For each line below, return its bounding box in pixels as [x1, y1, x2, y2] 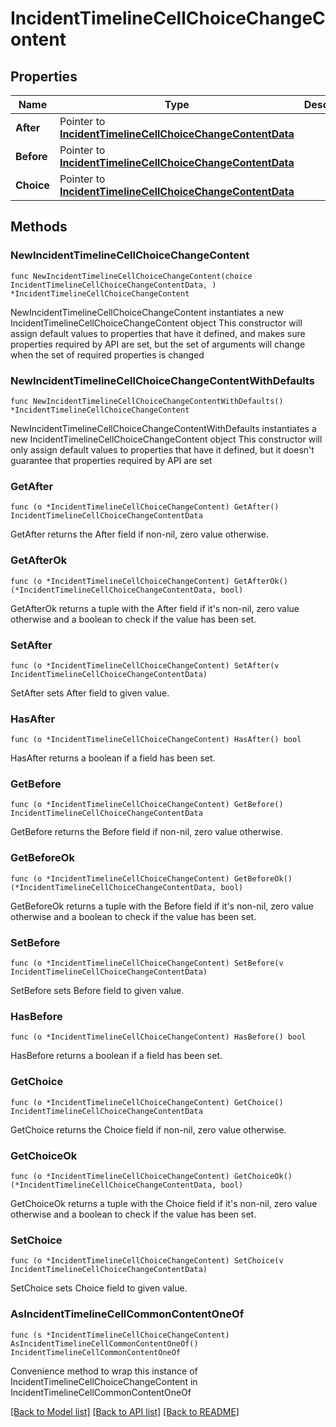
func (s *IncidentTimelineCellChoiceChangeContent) [10, 1330, 230, 1340]
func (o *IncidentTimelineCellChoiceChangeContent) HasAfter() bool [10, 735, 302, 745]
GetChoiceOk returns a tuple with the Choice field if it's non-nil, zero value [10, 1197, 318, 1209]
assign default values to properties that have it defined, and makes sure [10, 327, 306, 339]
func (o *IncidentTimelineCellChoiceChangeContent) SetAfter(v [10, 660, 280, 671]
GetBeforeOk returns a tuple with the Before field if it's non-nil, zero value [10, 900, 314, 912]
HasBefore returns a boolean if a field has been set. [10, 1050, 223, 1062]
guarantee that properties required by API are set [10, 454, 213, 466]
